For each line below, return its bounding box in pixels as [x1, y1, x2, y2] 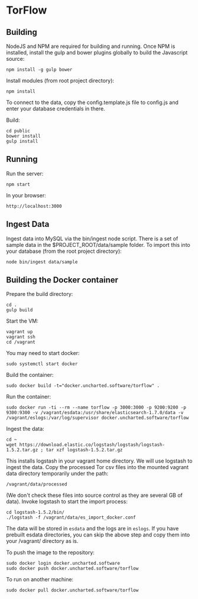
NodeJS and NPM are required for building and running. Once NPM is [6, 43, 176, 50]
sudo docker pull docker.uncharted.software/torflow [6, 587, 139, 594]
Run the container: [6, 393, 51, 401]
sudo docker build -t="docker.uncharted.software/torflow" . [6, 383, 160, 389]
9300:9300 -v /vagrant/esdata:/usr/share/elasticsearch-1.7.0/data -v [6, 410, 184, 416]
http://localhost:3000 [6, 203, 62, 209]
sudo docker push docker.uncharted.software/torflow [6, 565, 139, 572]
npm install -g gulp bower [6, 67, 73, 73]
